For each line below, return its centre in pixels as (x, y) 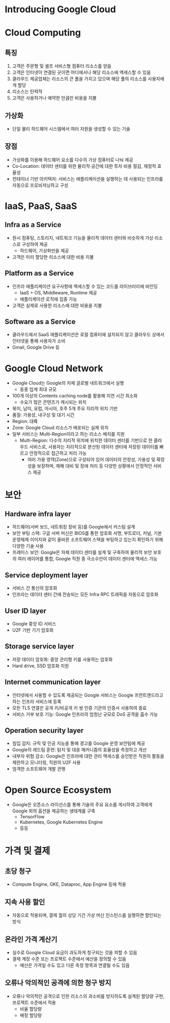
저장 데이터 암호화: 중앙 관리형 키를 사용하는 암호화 (62, 659)
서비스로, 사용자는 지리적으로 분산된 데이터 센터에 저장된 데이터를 (94, 447)
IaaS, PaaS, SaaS (41, 206)
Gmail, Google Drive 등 (36, 347)
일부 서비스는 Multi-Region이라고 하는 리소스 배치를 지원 (68, 434)
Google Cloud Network (54, 368)
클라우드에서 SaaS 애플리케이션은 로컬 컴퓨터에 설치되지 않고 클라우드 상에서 (88, 335)
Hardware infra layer (38, 514)
